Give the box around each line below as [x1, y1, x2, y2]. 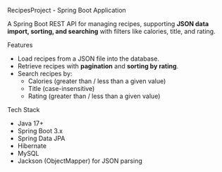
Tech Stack [7, 106, 40, 113]
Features [7, 41, 33, 49]
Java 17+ [17, 119, 44, 128]
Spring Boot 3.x [17, 127, 63, 135]
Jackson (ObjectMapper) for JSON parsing [17, 156, 142, 165]
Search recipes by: [17, 70, 73, 78]
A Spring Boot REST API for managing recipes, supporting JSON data [7, 20, 209, 27]
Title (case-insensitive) [27, 85, 95, 92]
